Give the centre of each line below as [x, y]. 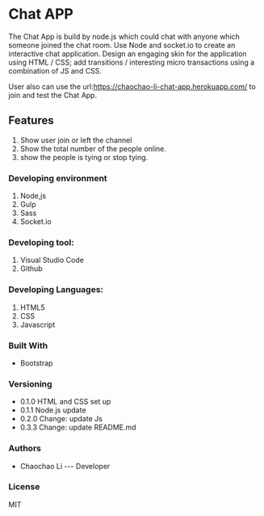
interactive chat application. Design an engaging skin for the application [128, 53]
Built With [28, 345]
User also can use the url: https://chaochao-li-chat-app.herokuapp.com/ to [132, 87]
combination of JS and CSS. [55, 70]
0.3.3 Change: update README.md [78, 427]
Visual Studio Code [52, 260]
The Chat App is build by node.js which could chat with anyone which [124, 36]
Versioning [30, 383]
